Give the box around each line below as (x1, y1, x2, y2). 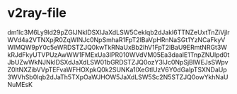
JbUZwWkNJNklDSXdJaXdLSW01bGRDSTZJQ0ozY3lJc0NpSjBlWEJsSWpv (7, 58, 229, 66)
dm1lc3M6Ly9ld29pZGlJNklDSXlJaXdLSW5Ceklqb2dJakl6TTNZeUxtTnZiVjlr (7, 28, 230, 36)
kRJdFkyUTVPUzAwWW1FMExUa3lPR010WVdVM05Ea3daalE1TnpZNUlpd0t (7, 51, 230, 59)
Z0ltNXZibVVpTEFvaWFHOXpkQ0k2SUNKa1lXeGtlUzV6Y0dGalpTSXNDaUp (7, 65, 228, 74)
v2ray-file (7, 5, 67, 21)
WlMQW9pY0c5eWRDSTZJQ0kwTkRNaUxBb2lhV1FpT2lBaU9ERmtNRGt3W (7, 43, 228, 51)
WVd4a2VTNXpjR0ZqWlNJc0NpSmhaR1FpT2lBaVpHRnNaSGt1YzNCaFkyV (7, 35, 226, 43)
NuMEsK (7, 80, 33, 88)
